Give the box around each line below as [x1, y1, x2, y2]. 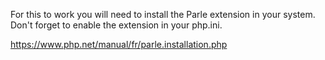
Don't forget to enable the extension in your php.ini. [10, 19, 223, 31]
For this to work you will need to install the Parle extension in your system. [10, 9, 316, 20]
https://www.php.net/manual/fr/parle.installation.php [10, 39, 228, 50]
